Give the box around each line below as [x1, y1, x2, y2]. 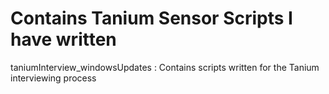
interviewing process [10, 72, 97, 84]
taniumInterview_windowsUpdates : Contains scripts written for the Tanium [10, 61, 320, 73]
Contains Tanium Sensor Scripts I [10, 7, 293, 30]
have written [10, 28, 117, 51]
